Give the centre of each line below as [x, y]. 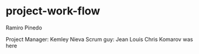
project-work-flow [53, 11]
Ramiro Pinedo [24, 28]
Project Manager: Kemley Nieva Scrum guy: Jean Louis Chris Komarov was [99, 39]
